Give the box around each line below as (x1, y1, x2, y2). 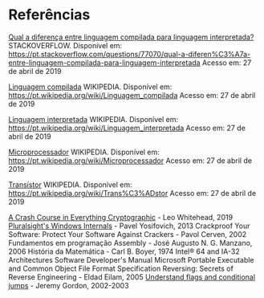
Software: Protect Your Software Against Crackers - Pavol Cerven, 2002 (8, 229, 247, 239)
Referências (8, 6, 91, 24)
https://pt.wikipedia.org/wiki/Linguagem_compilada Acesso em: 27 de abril (8, 90, 256, 100)
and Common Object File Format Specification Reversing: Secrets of (8, 263, 234, 273)
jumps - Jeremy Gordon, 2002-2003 (8, 280, 130, 290)
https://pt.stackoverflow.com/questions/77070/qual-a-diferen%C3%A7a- (8, 49, 251, 59)
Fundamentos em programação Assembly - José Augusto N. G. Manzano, (8, 238, 253, 247)
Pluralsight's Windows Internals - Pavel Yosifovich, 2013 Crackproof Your (8, 221, 250, 231)
